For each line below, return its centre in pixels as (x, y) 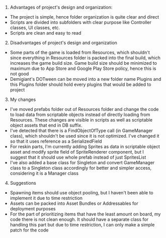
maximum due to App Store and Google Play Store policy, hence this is (83, 68)
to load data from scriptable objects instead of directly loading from (80, 114)
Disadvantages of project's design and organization (63, 43)
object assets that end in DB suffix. (46, 125)
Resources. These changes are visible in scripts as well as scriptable (81, 120)
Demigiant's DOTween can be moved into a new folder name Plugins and (86, 79)
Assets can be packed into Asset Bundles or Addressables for (74, 203)
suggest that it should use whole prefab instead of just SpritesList (78, 157)
